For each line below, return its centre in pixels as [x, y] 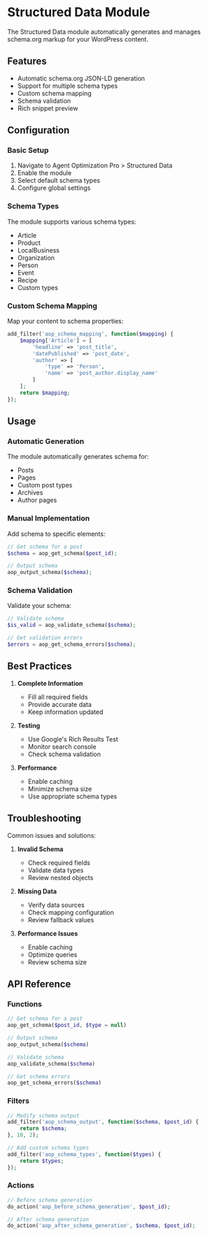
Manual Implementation [48, 518]
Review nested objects [61, 877]
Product [29, 243]
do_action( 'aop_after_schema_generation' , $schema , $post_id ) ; [102, 1226]
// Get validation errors [45, 638]
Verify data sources [56, 905]
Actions [21, 1185]
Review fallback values [61, 919]
